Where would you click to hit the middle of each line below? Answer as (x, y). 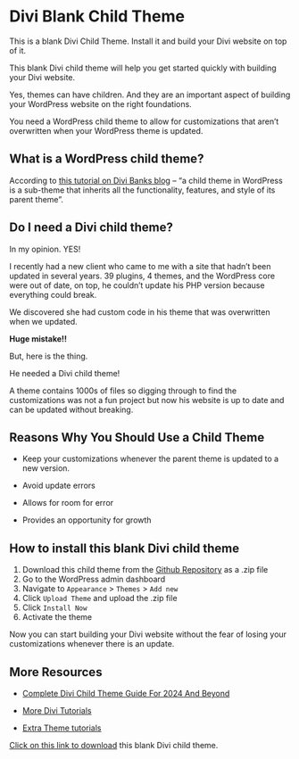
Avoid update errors (58, 486)
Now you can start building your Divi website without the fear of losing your (148, 634)
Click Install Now (54, 607)
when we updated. (43, 321)
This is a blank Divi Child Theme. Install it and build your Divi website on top (148, 41)
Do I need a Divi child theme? (91, 228)
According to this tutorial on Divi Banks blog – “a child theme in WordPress (146, 180)
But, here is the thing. (49, 356)
